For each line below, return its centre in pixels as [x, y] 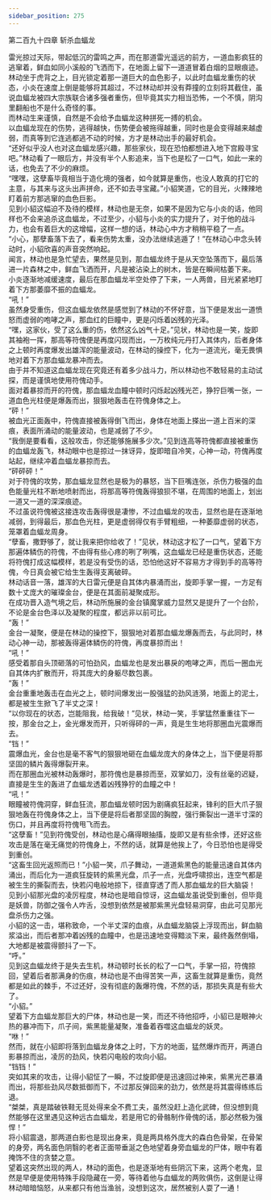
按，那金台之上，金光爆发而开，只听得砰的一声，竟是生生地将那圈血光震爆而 [135, 723]
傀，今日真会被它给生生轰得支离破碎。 [72, 572]
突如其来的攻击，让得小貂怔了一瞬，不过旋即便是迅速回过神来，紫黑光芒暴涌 [135, 1076]
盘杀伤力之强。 [33, 915]
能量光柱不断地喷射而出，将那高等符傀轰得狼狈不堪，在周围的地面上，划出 [139, 491]
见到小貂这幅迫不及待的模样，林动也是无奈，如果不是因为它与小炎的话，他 [132, 208]
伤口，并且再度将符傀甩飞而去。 [61, 824]
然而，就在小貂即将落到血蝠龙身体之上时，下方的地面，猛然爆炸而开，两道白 [135, 1046]
